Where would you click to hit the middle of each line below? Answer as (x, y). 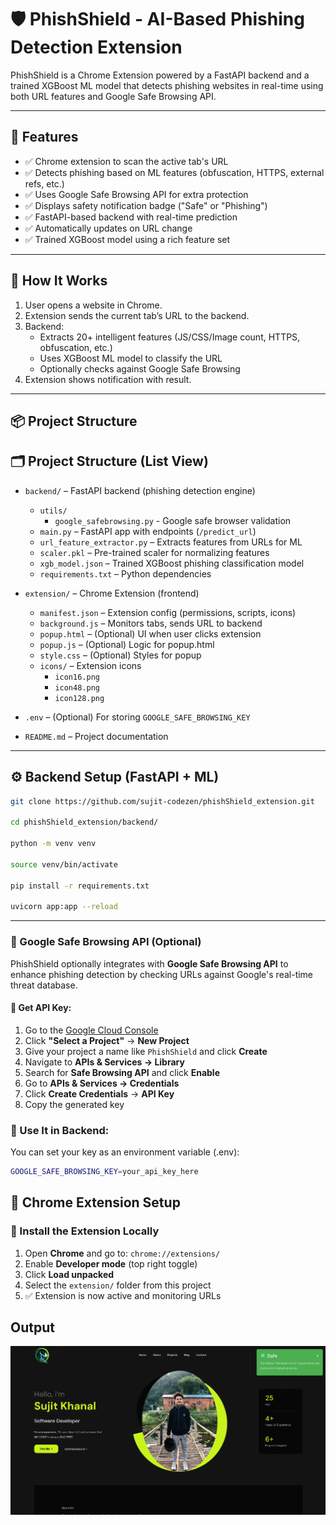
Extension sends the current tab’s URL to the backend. (137, 315)
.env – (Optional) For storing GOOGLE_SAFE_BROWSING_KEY (137, 717)
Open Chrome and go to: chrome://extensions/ (122, 1253)
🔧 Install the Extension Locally (85, 1231)
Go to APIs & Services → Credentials (102, 1083)
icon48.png (77, 687)
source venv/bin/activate (64, 864)
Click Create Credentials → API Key (99, 1093)
